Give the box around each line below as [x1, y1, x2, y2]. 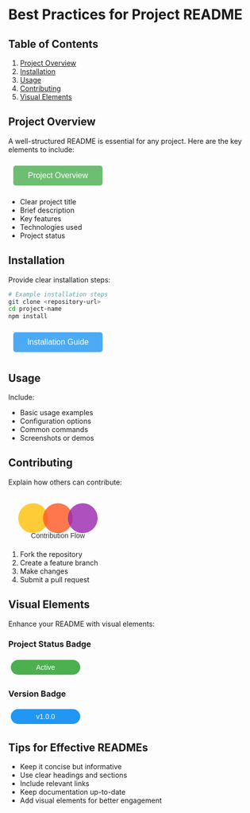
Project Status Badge [8, 639, 91, 650]
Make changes [19, 566, 69, 576]
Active [35, 663, 56, 671]
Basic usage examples [19, 407, 94, 417]
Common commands [19, 424, 89, 434]
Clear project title [19, 196, 77, 206]
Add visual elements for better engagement [19, 795, 163, 805]
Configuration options [19, 416, 91, 426]
